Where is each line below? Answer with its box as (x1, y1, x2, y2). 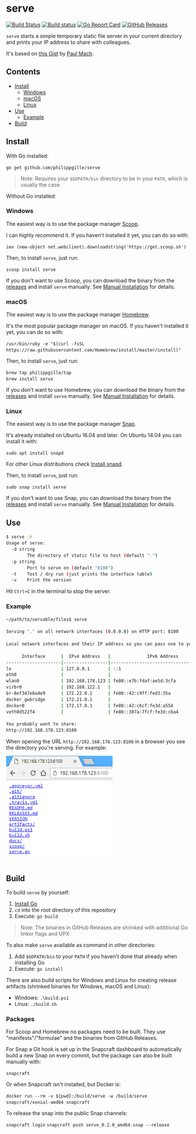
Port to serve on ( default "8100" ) (27, 565, 114, 571)
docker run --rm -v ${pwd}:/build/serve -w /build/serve (6, 1093, 148, 1099)
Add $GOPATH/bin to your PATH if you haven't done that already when (14, 953, 178, 960)
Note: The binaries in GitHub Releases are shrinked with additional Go (20, 924, 188, 931)
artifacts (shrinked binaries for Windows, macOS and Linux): (6, 983, 151, 990)
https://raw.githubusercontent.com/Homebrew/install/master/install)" (6, 347, 181, 353)
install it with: (6, 438, 38, 445)
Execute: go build (14, 913, 58, 919)
